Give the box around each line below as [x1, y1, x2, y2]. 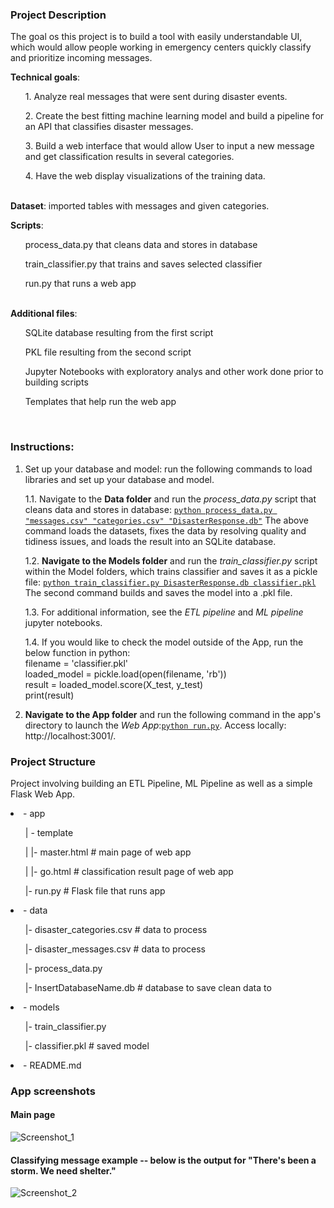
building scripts [24, 376, 89, 388]
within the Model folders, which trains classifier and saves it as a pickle [24, 565, 318, 577]
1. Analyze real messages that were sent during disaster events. [24, 91, 288, 103]
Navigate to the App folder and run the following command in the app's [24, 708, 322, 720]
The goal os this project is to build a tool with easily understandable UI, [10, 31, 303, 43]
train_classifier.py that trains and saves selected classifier [24, 258, 263, 270]
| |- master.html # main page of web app [24, 846, 192, 858]
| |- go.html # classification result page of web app [24, 865, 234, 877]
